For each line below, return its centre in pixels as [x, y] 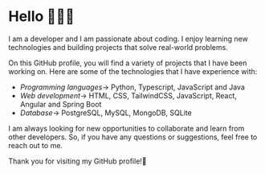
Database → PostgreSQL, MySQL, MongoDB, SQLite [106, 113]
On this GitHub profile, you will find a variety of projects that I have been [128, 63]
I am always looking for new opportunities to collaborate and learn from [126, 128]
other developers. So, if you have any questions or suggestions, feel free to [133, 137]
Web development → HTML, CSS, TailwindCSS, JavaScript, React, [128, 95]
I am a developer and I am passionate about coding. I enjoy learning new [128, 39]
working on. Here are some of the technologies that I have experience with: [133, 71]
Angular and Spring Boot [61, 104]
